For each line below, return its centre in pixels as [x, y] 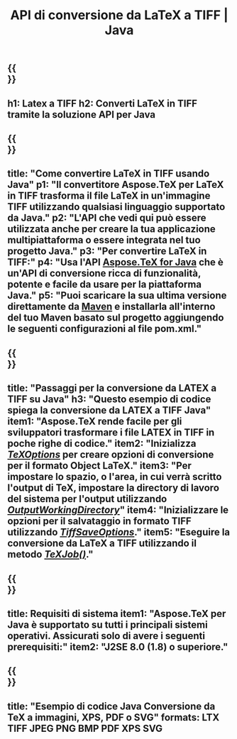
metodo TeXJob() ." [50, 554]
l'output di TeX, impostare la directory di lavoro [114, 488]
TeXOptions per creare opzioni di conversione [111, 455]
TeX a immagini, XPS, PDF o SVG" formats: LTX [114, 717]
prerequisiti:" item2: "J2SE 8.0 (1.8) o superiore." [118, 646]
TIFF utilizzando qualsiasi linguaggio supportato [116, 207]
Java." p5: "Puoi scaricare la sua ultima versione [117, 295]
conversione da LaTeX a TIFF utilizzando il [102, 544]
